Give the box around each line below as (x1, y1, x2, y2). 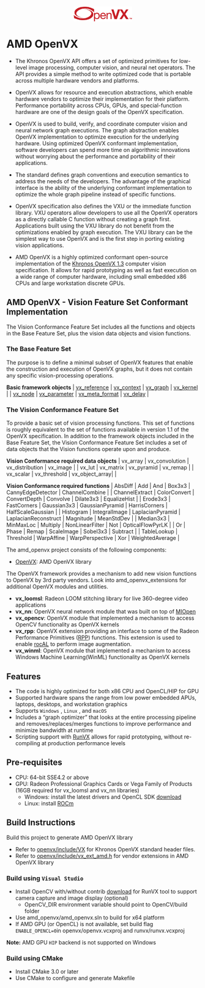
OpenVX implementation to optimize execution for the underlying (15, 133, 179, 140)
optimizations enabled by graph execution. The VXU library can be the (15, 228, 193, 236)
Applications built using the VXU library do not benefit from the (15, 222, 174, 229)
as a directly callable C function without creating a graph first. (15, 215, 171, 222)
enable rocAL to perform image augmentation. (15, 640, 132, 648)
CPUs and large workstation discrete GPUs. (15, 279, 125, 287)
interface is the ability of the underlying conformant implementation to (15, 184, 192, 191)
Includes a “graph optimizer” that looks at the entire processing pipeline (15, 713, 196, 721)
